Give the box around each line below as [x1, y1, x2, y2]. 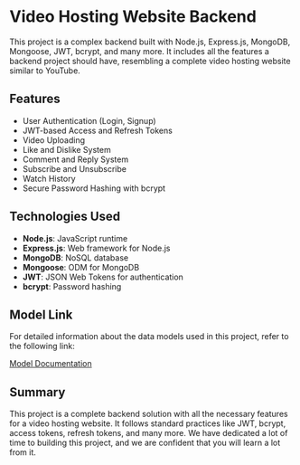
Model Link [9, 307, 73, 322]
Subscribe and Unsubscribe [22, 163, 127, 174]
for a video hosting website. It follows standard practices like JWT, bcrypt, [9, 418, 286, 429]
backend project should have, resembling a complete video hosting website [9, 55, 291, 66]
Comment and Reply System [22, 154, 129, 165]
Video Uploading [22, 134, 86, 146]
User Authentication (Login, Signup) [22, 115, 156, 126]
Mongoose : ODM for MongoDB [22, 261, 140, 272]
